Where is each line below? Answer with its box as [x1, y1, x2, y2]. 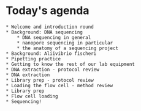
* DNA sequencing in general [17, 34, 91, 40]
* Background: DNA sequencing [6, 29, 83, 35]
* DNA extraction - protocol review [6, 66, 99, 73]
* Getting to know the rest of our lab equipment [6, 61, 135, 67]
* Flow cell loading [6, 93, 59, 99]
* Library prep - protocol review [6, 77, 94, 83]
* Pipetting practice [6, 56, 61, 62]
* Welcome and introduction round [6, 24, 94, 30]
